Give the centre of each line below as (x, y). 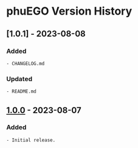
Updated (19, 79)
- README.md (21, 92)
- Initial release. (31, 140)
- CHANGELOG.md (26, 63)
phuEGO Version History (69, 11)
